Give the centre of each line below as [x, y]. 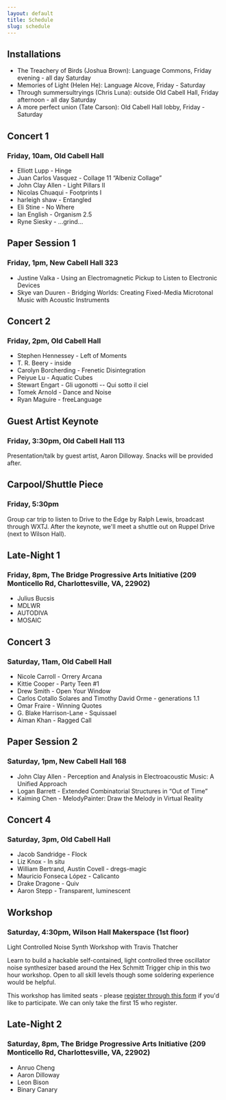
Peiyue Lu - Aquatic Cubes [55, 378]
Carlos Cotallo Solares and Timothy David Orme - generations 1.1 [108, 698]
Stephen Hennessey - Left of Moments [72, 356]
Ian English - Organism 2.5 [54, 214]
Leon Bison [33, 1082]
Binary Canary [37, 1089]
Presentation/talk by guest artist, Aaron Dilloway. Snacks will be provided [110, 456]
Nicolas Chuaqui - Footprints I [59, 192]
